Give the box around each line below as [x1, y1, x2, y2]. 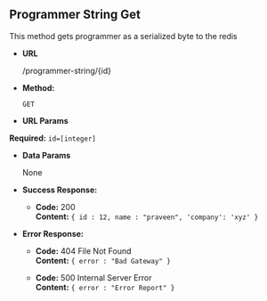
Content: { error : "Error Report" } [35, 281, 175, 292]
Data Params [21, 150, 71, 160]
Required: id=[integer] [9, 133, 96, 143]
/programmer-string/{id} [21, 65, 111, 76]
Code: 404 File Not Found [35, 245, 132, 256]
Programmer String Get [9, 7, 141, 22]
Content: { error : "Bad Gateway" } [35, 255, 172, 265]
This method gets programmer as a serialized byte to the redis [9, 30, 238, 41]
